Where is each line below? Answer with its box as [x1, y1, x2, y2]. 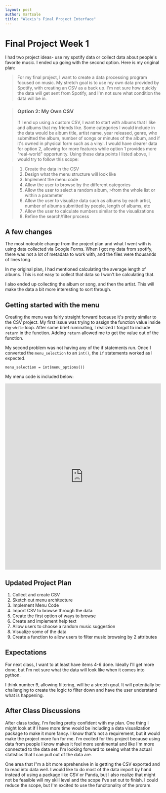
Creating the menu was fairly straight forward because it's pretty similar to [5, 314, 157, 320]
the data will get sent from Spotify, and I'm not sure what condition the [17, 90, 161, 96]
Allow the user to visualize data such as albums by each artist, [24, 197, 152, 204]
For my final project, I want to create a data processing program [17, 74, 147, 80]
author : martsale [5, 12, 41, 17]
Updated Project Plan [5, 578, 72, 587]
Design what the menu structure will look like [24, 171, 116, 177]
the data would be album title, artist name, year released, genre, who [17, 130, 158, 136]
